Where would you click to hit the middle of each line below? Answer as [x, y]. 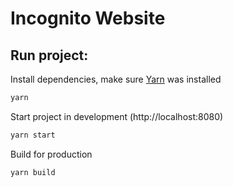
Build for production [51, 154]
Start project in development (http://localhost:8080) [117, 116]
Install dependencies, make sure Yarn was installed [116, 79]
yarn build [33, 172]
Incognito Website [88, 18]
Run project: [49, 55]
